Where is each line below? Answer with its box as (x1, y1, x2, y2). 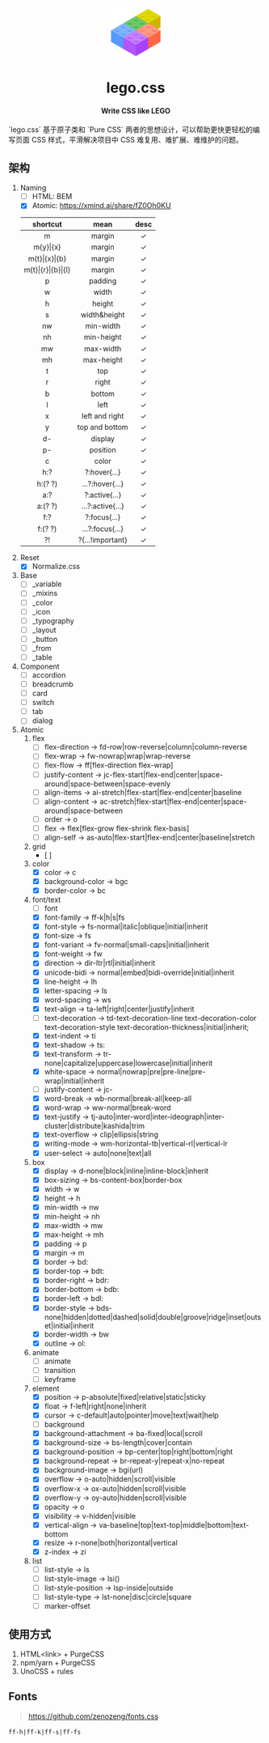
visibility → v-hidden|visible (44, 1511, 137, 1520)
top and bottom (77, 423, 128, 432)
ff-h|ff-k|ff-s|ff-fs (8, 1728, 82, 1736)
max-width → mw (44, 1220, 103, 1230)
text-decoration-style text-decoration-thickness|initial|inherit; (44, 1022, 250, 1031)
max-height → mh (44, 1230, 104, 1239)
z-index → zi (44, 1546, 86, 1557)
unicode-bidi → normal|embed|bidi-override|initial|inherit (44, 967, 235, 977)
